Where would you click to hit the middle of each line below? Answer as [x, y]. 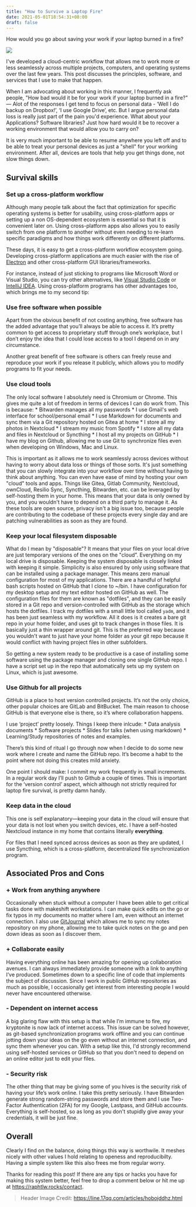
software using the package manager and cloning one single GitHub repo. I [97, 660]
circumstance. [23, 345]
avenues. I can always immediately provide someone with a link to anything [97, 968]
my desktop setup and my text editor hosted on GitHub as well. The [87, 592]
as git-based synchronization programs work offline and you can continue [95, 1033]
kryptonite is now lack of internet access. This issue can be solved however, [98, 1027]
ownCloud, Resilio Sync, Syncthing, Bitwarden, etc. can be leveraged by [93, 489]
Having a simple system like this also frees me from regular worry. [86, 1162]
